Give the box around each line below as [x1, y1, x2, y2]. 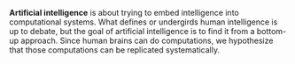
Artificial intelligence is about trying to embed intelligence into [9, 8, 239, 18]
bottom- [256, 26, 287, 36]
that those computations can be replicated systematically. [9, 45, 220, 55]
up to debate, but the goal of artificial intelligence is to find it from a [9, 26, 255, 36]
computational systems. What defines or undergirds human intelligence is [9, 17, 278, 27]
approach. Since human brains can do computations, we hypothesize [20, 35, 274, 46]
